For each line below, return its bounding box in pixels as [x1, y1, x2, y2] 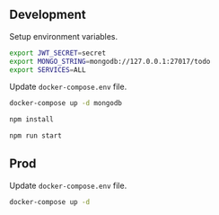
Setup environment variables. [9, 31, 118, 41]
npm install [9, 115, 54, 124]
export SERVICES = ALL [9, 65, 87, 75]
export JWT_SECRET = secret [9, 49, 106, 58]
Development [9, 7, 87, 22]
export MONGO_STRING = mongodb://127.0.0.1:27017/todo [9, 57, 211, 66]
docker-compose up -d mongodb [9, 99, 123, 108]
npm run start [9, 131, 63, 140]
